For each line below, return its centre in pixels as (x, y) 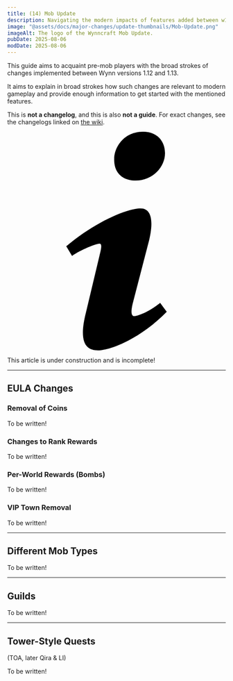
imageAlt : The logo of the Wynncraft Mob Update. (80, 33)
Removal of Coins (37, 408)
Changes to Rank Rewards (52, 442)
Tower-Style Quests (51, 641)
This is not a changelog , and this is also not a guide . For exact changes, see (116, 115)
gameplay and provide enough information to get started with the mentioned (116, 94)
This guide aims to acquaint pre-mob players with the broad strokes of (108, 66)
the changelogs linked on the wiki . (56, 122)
